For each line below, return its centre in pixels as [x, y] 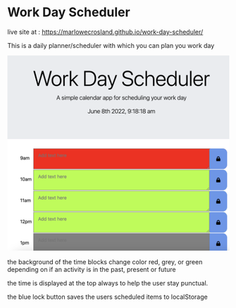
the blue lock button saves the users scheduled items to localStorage [107, 297]
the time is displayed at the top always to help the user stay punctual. [108, 283]
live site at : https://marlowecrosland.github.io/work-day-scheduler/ [105, 32]
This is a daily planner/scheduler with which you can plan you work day [111, 45]
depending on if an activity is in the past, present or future [92, 269]
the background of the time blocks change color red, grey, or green [105, 261]
